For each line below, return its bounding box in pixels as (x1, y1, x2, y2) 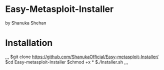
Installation (5, 37, 53, 49)
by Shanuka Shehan (5, 20, 46, 26)
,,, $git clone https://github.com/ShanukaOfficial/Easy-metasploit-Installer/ (5, 54, 159, 60)
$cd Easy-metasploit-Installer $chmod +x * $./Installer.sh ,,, (5, 59, 128, 65)
